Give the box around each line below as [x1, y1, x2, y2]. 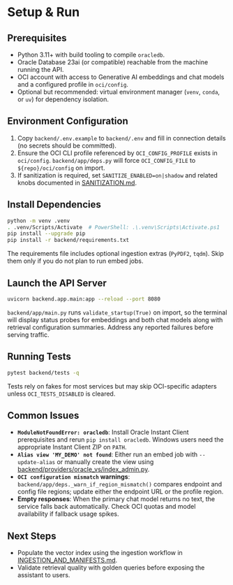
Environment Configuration [7, 115, 128, 127]
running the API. [17, 66, 64, 73]
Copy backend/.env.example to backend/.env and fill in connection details [17, 133, 226, 142]
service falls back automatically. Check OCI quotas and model [17, 503, 196, 511]
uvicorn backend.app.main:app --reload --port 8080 [7, 295, 160, 303]
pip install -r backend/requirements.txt [7, 237, 130, 244]
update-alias [17, 459, 56, 466]
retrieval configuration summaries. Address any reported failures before [7, 323, 214, 331]
